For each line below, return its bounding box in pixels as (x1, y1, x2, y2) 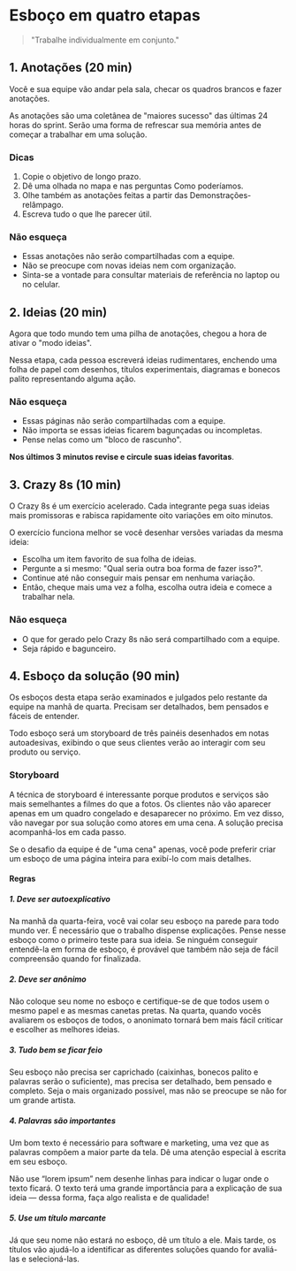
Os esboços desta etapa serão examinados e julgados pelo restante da (9, 692, 268, 703)
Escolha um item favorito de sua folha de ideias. (21, 554, 197, 564)
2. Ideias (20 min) (9, 304, 108, 319)
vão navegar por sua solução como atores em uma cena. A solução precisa (9, 817, 284, 828)
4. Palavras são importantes (9, 1115, 117, 1126)
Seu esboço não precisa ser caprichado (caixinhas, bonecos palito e (9, 1067, 259, 1077)
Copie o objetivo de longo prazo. (21, 172, 141, 182)
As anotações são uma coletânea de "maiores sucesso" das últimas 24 (9, 110, 268, 120)
